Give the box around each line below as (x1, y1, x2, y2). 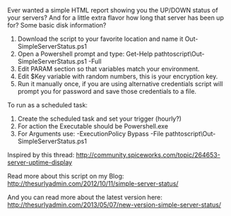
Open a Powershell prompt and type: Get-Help (17, 49, 153, 58)
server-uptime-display (7, 158, 73, 167)
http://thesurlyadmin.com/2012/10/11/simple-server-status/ (7, 179, 179, 188)
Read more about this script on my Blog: (7, 172, 124, 180)
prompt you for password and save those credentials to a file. (17, 88, 196, 95)
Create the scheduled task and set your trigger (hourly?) (17, 114, 182, 123)
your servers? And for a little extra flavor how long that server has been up (7, 13, 224, 22)
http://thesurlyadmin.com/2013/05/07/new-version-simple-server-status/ (7, 200, 221, 209)
